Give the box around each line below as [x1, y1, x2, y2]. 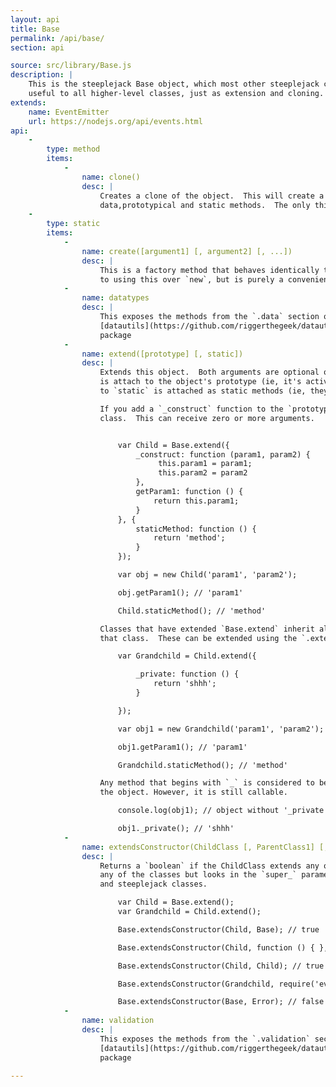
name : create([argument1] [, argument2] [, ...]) [81, 246, 293, 256]
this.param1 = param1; [158, 459, 253, 469]
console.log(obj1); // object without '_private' [117, 806, 329, 816]
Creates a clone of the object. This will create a [99, 191, 325, 201]
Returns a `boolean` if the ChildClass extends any [99, 861, 320, 871]
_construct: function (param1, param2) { [135, 449, 311, 460]
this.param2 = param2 [158, 468, 248, 478]
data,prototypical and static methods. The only [99, 200, 311, 210]
